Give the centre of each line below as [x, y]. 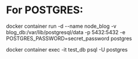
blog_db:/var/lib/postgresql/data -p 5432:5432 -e [66, 32]
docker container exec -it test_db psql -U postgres [67, 49]
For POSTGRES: [45, 10]
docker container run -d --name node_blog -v [61, 26]
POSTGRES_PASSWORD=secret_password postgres [69, 38]
